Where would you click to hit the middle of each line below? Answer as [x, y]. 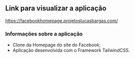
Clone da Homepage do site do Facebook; [57, 45]
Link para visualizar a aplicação [56, 8]
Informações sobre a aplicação [44, 34]
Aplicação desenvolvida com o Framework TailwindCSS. [71, 50]
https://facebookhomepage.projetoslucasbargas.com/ [62, 20]
